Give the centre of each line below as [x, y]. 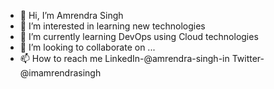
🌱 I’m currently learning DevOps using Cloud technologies [139, 36]
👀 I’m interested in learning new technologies [112, 26]
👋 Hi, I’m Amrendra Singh [71, 15]
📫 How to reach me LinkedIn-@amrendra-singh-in [124, 58]
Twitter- [248, 58]
